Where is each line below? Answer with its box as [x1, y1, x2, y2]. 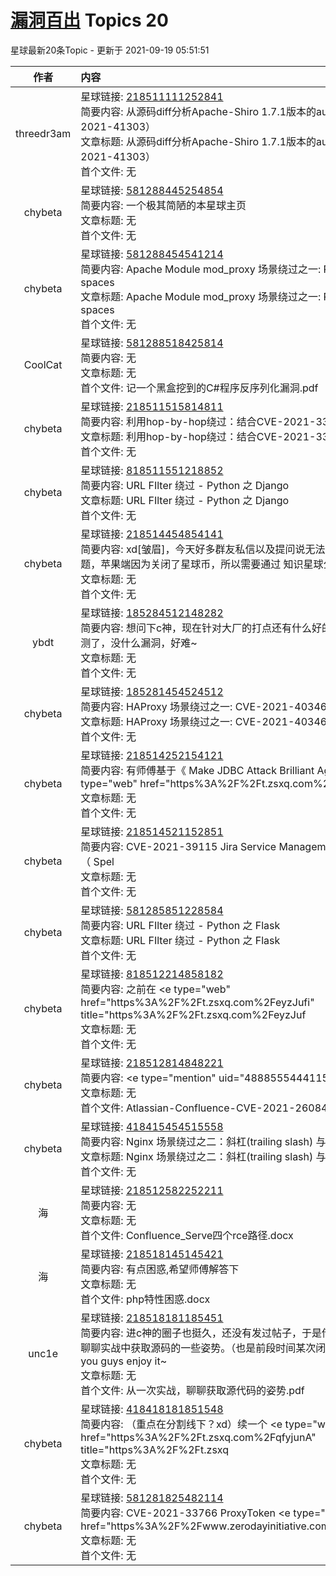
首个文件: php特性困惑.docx [80, 1292, 211, 1306]
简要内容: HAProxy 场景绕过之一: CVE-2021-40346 [80, 699, 328, 713]
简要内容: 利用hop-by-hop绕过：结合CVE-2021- [80, 414, 317, 428]
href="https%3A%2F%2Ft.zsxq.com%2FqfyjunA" [80, 1430, 317, 1444]
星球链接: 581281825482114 [80, 1491, 224, 1505]
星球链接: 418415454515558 [80, 1119, 224, 1133]
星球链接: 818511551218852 [80, 463, 224, 477]
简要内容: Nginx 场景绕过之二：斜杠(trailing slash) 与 [80, 1134, 327, 1148]
